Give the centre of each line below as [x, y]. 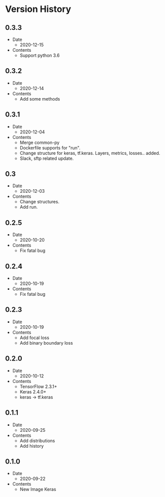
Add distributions [37, 440]
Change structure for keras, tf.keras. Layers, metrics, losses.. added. [90, 153]
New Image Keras [38, 490]
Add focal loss [35, 338]
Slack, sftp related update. [47, 158]
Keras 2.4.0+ [33, 391]
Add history [32, 446]
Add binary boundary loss [46, 343]
